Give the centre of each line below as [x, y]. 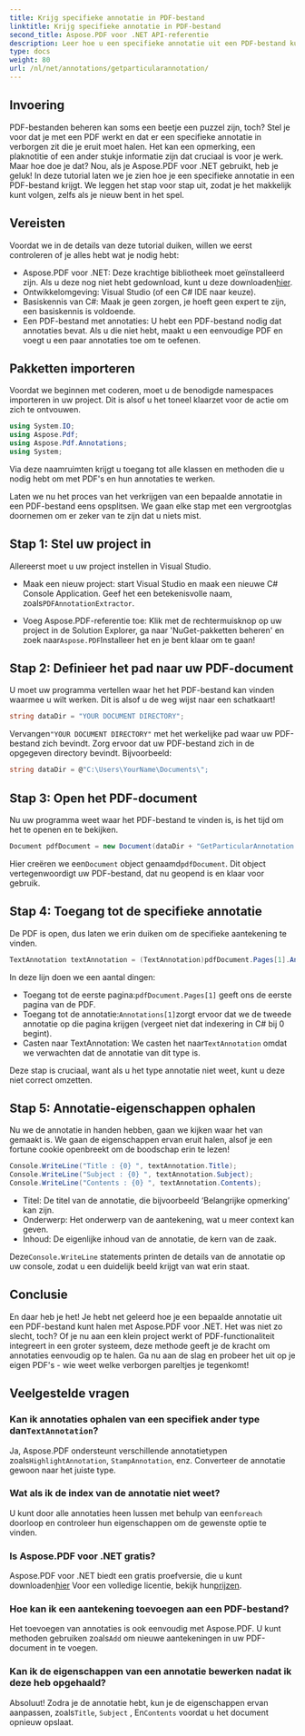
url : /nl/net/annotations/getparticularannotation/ [109, 69]
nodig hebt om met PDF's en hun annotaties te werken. [113, 479]
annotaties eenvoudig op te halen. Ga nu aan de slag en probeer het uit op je [152, 1355]
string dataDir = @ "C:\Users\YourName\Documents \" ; [109, 770]
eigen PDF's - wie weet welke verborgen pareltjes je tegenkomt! [129, 1364]
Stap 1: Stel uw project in [80, 545]
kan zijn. [38, 1210]
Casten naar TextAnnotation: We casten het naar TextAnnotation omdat [155, 1043]
